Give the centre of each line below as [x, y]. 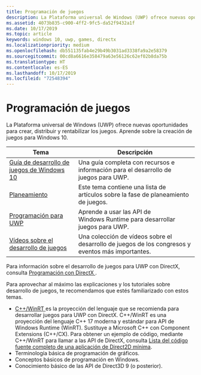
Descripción [135, 152]
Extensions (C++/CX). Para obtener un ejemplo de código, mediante [99, 334]
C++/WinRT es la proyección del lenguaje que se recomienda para [97, 309]
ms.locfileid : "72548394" [38, 78]
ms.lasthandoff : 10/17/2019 [41, 73]
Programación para [36, 216]
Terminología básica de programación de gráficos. [77, 353]
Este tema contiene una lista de [122, 187]
